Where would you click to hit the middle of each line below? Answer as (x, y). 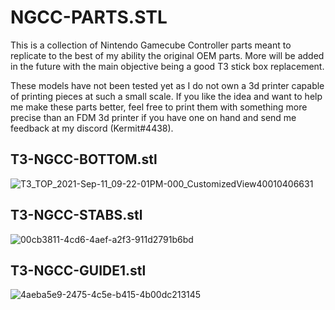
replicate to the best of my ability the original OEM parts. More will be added (167, 55)
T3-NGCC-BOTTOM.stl (84, 159)
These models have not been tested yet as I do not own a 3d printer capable (167, 85)
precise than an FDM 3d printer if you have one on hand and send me (153, 117)
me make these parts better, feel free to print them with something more (159, 107)
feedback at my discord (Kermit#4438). (92, 128)
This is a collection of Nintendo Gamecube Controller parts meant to (151, 45)
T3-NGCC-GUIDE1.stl (78, 270)
